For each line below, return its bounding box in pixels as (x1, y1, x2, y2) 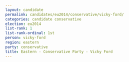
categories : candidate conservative (5, 16, 81, 21)
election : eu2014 (5, 21, 41, 26)
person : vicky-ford (5, 35, 46, 40)
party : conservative (5, 44, 48, 49)
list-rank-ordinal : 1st (5, 30, 55, 35)
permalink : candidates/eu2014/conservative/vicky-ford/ (5, 12, 124, 17)
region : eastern (5, 40, 39, 45)
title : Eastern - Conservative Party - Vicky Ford (5, 49, 113, 54)
